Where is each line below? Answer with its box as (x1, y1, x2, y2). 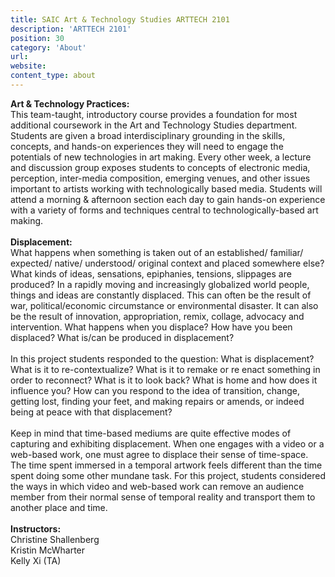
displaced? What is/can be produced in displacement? (10, 331, 235, 343)
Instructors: (10, 522, 62, 535)
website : (10, 61, 47, 71)
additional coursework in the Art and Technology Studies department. (10, 119, 298, 131)
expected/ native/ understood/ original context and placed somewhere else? (10, 257, 325, 269)
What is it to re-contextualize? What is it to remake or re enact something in (10, 363, 321, 375)
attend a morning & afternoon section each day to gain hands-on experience (10, 193, 326, 205)
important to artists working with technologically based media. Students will (10, 182, 323, 195)
